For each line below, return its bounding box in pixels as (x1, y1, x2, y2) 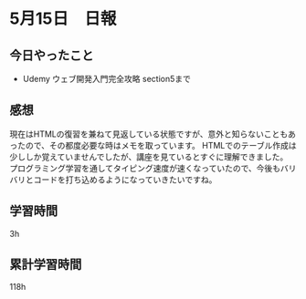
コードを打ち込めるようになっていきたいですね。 (33, 174, 217, 185)
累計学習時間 (9, 257, 82, 273)
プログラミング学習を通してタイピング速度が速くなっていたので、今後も (9, 162, 281, 173)
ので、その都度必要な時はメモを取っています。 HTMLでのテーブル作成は (25, 139, 297, 150)
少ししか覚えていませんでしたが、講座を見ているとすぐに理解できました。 (9, 151, 289, 162)
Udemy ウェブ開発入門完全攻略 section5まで (22, 74, 192, 84)
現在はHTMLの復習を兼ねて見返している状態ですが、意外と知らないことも (9, 129, 289, 139)
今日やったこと (9, 47, 94, 63)
